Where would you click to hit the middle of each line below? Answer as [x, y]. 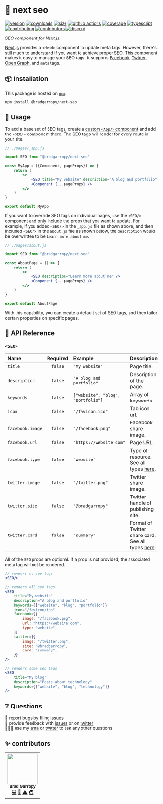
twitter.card [23, 535]
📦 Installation [27, 79]
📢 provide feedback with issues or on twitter [49, 723]
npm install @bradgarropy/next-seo [41, 102]
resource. [141, 457]
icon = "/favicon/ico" [34, 610]
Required [58, 359]
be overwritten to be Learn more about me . [47, 236]
